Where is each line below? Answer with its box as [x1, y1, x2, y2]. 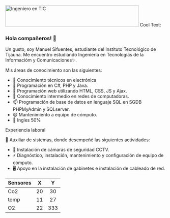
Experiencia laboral [5, 127, 46, 133]
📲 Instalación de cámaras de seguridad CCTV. [12, 147, 109, 153]
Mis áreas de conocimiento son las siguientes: [5, 67, 102, 73]
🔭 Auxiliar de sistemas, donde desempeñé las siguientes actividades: [5, 137, 150, 143]
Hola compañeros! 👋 [5, 35, 57, 42]
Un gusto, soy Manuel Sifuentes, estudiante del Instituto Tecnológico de [5, 46, 156, 52]
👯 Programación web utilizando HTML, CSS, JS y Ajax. [12, 88, 127, 94]
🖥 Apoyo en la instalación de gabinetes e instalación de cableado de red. [12, 165, 165, 172]
